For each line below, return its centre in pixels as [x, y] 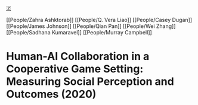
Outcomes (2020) [51, 94]
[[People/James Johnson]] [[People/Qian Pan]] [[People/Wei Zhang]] [91, 26]
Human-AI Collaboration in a [78, 57]
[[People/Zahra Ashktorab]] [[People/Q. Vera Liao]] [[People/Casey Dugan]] [99, 20]
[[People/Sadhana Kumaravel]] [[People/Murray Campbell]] [79, 32]
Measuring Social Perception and [90, 82]
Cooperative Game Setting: [75, 69]
